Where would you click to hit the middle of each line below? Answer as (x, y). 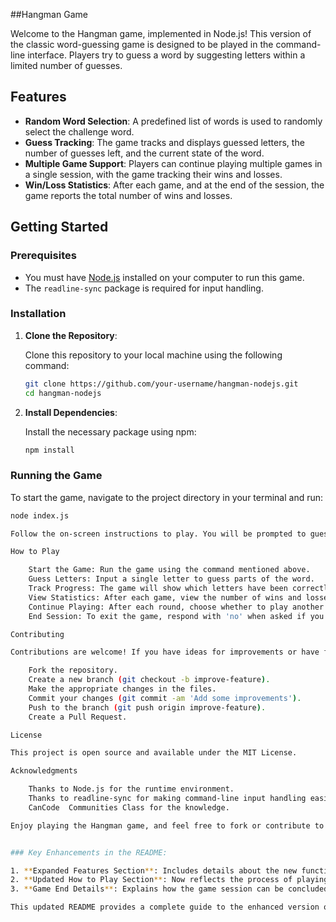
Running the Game (56, 476)
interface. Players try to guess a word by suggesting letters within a (166, 55)
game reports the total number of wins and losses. (128, 195)
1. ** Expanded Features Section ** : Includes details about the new (154, 870)
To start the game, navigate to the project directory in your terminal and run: (167, 497)
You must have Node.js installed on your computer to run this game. (164, 277)
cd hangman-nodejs (63, 393)
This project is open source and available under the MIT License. (154, 753)
